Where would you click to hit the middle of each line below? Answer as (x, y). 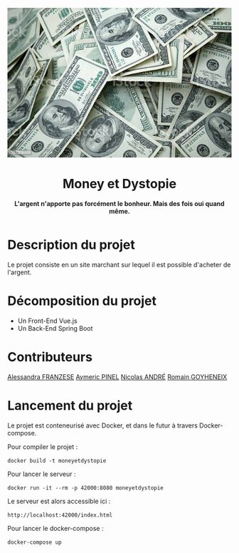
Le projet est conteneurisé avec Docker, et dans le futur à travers (102, 425)
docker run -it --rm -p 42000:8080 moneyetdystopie (85, 488)
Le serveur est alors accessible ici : (59, 501)
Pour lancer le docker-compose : (55, 528)
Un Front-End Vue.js (47, 321)
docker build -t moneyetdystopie (57, 460)
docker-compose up (34, 542)
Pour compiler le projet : (43, 447)
